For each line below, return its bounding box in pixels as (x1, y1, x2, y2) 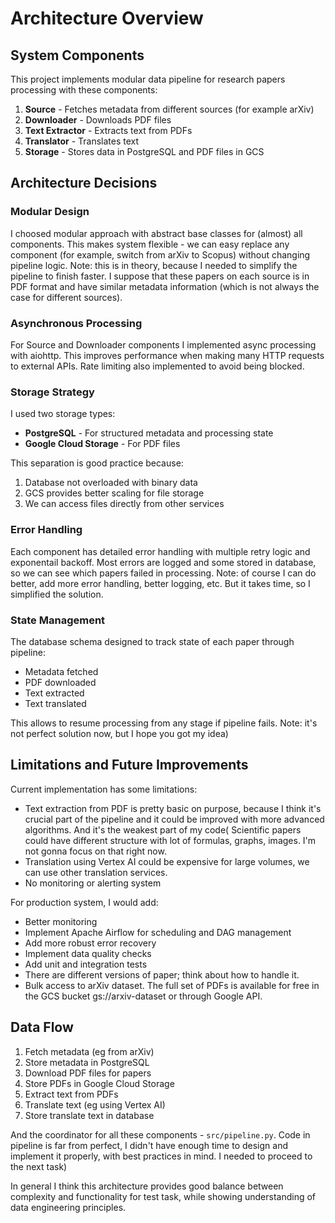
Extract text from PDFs (24, 1088, 119, 1100)
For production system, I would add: (10, 896, 159, 908)
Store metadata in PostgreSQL (24, 1056, 150, 1068)
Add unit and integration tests (24, 958, 148, 970)
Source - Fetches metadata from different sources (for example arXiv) (24, 103, 315, 115)
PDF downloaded (24, 676, 97, 688)
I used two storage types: (10, 408, 116, 420)
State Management (10, 613, 106, 627)
